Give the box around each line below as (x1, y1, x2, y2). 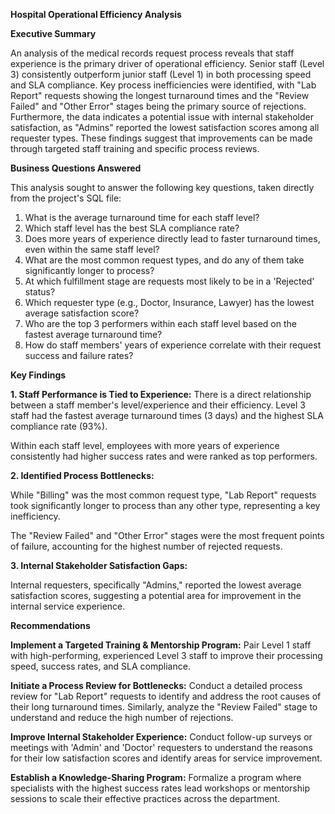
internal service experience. (10, 600, 126, 612)
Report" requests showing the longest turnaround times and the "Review (10, 90, 310, 101)
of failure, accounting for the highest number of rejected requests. (10, 540, 283, 552)
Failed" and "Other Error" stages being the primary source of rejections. (10, 100, 307, 112)
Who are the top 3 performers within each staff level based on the (24, 318, 297, 329)
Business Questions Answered (10, 162, 142, 174)
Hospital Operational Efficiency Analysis (10, 9, 182, 20)
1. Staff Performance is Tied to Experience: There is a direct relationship (10, 389, 312, 400)
